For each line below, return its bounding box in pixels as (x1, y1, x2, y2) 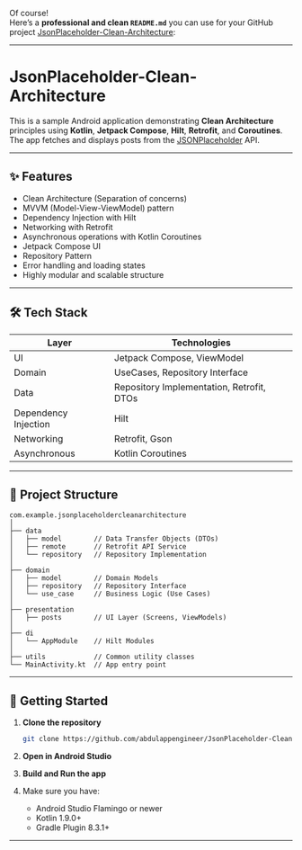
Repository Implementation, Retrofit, (113, 380, 267, 393)
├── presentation (9, 605, 75, 614)
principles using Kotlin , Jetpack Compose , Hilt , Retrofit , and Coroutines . (9, 125, 283, 136)
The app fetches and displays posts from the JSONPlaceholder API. (9, 134, 261, 145)
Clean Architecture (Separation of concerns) (22, 192, 187, 203)
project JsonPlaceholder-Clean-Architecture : (9, 27, 176, 37)
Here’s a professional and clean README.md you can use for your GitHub (9, 17, 274, 28)
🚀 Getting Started (9, 693, 109, 709)
